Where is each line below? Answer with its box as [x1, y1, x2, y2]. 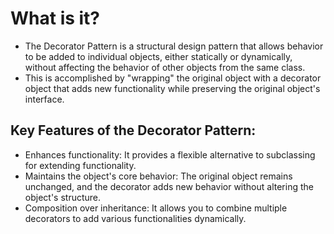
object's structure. [24, 191, 102, 203]
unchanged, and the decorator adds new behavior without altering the [24, 180, 314, 192]
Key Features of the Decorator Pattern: [10, 122, 257, 139]
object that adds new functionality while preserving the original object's [24, 82, 321, 94]
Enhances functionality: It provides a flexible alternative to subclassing [24, 148, 316, 161]
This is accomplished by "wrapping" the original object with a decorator [24, 72, 322, 84]
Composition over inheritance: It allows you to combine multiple [24, 202, 288, 214]
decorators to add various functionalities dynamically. [24, 212, 247, 224]
